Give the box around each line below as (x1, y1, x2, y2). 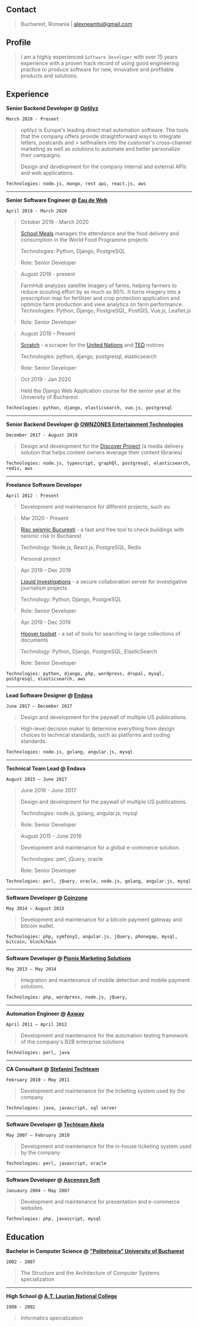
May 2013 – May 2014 (6, 966, 57, 973)
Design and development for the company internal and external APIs (20, 163, 187, 170)
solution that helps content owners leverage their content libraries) (20, 449, 183, 456)
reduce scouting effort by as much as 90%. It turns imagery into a (20, 288, 181, 295)
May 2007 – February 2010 (6, 1133, 70, 1139)
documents (20, 636, 48, 643)
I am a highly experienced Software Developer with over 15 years (20, 53, 178, 60)
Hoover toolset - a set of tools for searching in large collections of (20, 630, 181, 638)
